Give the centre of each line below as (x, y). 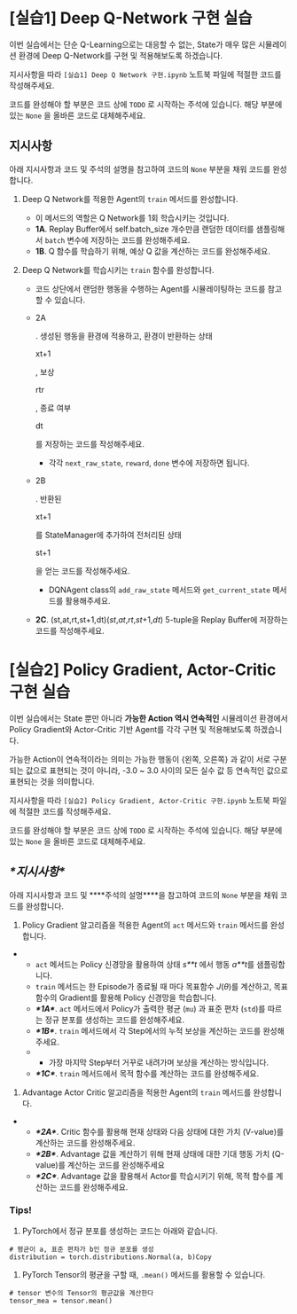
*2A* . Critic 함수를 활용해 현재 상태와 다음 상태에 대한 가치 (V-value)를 (160, 1131)
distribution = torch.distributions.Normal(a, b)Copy (111, 1257)
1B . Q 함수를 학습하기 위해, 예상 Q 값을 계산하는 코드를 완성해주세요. (152, 251)
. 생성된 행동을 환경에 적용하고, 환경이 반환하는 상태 (124, 336)
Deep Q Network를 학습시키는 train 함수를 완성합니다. (118, 270)
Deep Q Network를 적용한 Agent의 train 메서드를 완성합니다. (130, 199)
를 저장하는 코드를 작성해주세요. (90, 443)
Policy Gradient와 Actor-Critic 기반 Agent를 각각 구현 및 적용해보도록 (130, 729)
